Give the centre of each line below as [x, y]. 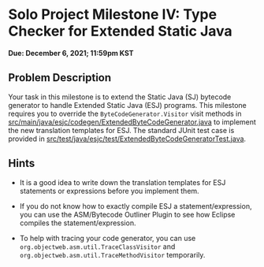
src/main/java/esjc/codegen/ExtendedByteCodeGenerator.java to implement [132, 122]
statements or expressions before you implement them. [109, 191]
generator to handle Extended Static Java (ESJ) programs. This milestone [127, 105]
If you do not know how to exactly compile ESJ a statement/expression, [136, 206]
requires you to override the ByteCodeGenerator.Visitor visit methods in [125, 113]
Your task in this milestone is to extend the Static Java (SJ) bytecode [120, 97]
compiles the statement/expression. [78, 223]
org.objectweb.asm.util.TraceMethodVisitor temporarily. [112, 254]
